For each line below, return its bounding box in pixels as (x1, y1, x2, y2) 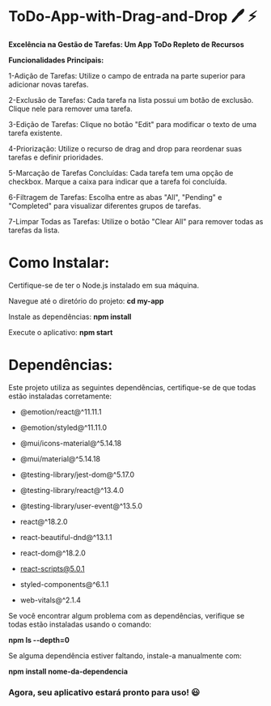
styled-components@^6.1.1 (19, 579, 109, 589)
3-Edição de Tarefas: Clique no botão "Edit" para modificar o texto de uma (8, 119, 257, 129)
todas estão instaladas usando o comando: (8, 619, 152, 629)
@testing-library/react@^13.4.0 (19, 485, 124, 495)
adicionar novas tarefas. (8, 79, 89, 89)
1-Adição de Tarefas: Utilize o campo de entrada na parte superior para (8, 70, 246, 80)
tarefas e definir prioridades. (8, 152, 104, 162)
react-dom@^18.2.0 (19, 548, 87, 558)
